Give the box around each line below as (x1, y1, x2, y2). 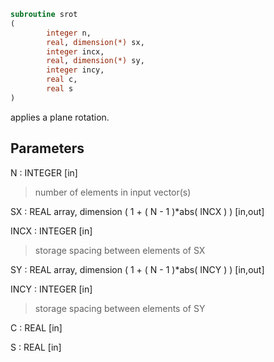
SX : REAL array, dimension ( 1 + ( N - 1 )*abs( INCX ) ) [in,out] (10, 205, 265, 217)
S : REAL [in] (10, 341, 62, 353)
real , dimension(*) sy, (46, 56, 145, 66)
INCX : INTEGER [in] (10, 225, 93, 237)
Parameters (10, 140, 85, 157)
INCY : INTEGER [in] (10, 283, 93, 295)
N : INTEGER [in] (10, 166, 78, 179)
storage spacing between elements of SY (34, 302, 206, 314)
